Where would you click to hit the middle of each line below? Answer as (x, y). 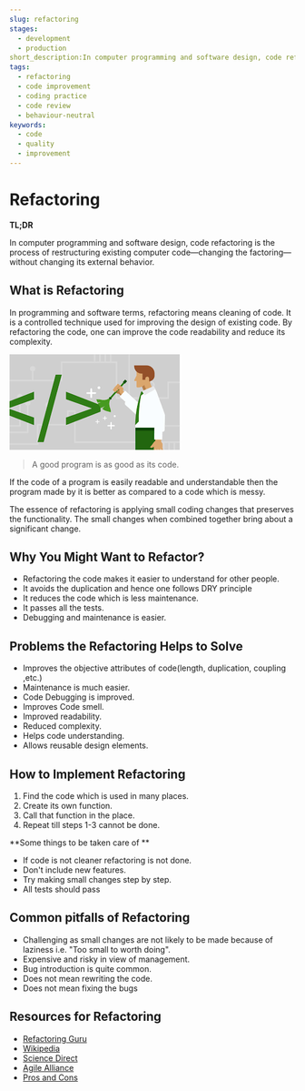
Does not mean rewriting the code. (87, 978)
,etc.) (32, 678)
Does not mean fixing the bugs (80, 988)
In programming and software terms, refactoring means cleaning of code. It (151, 312)
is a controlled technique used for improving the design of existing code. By (151, 322)
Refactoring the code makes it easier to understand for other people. (151, 579)
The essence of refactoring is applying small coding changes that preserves (152, 509)
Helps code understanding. (74, 736)
